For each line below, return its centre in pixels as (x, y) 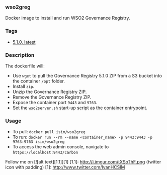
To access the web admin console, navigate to (61, 147)
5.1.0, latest (24, 42)
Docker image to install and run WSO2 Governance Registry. (68, 18)
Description (20, 55)
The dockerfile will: (25, 66)
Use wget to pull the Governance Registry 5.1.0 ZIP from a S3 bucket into (87, 75)
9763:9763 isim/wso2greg (38, 142)
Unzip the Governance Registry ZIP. (50, 92)
